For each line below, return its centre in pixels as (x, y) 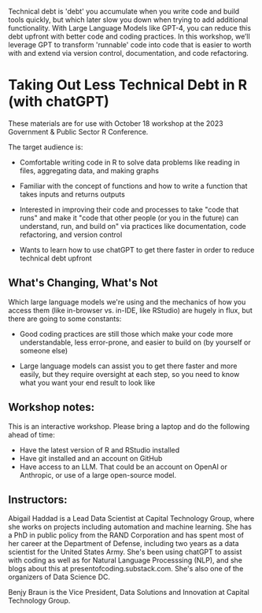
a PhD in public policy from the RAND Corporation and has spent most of (126, 535)
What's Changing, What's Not (83, 283)
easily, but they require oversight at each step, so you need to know (129, 374)
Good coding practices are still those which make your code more (126, 334)
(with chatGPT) (59, 102)
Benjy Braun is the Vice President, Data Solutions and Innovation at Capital (129, 593)
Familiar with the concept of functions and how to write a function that (133, 186)
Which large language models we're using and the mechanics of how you (127, 301)
